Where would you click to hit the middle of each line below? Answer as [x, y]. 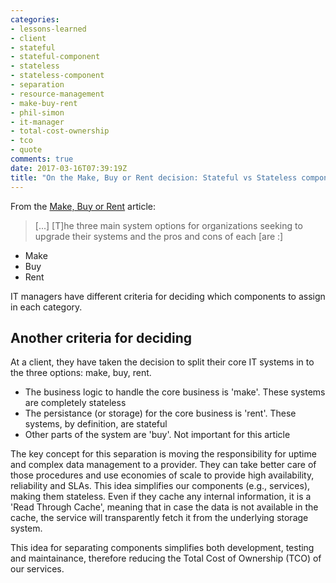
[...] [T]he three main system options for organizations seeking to [168, 225]
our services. [37, 569]
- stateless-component [57, 76]
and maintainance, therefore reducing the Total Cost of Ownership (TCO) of [166, 558]
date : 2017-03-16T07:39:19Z [69, 168]
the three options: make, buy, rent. [81, 373]
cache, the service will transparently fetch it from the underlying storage [159, 518]
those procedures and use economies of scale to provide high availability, [162, 475]
